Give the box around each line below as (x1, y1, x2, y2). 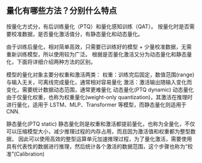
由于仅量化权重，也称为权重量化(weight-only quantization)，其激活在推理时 (6, 93, 193, 100)
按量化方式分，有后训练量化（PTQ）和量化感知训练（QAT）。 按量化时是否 (6, 23, 189, 30)
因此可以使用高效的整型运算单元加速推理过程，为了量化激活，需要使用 (17, 135, 192, 143)
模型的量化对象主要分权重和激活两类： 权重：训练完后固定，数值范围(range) (6, 71, 195, 78)
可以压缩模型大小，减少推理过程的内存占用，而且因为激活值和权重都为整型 (6, 128, 191, 135)
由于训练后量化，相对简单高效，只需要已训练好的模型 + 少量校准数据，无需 (6, 43, 192, 50)
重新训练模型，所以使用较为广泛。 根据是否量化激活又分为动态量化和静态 (6, 51, 187, 58)
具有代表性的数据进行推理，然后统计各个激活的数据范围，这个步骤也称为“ (6, 143, 188, 150)
